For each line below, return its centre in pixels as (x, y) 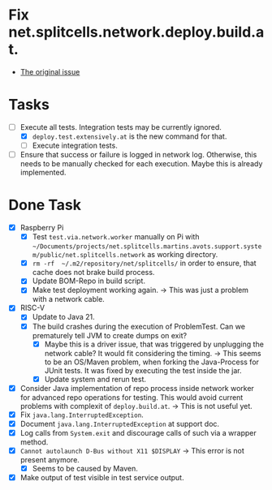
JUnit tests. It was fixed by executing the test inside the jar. (143, 370)
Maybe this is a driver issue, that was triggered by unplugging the (154, 344)
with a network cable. (69, 299)
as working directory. (183, 255)
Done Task (45, 205)
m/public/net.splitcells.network (89, 256)
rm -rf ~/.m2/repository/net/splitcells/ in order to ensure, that (145, 263)
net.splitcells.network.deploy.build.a (136, 32)
